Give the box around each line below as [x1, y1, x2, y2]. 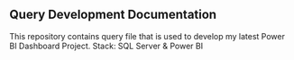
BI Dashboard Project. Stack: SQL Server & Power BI [9, 40, 204, 51]
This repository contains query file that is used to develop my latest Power [9, 30, 286, 41]
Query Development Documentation [9, 7, 217, 22]
